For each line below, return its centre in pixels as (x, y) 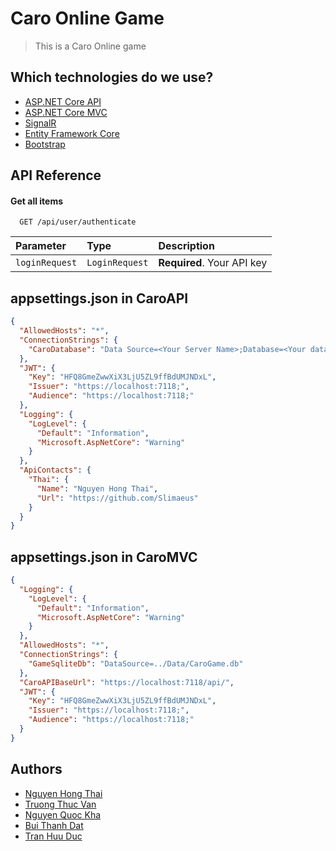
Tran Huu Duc (53, 836)
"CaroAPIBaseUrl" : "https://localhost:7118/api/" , (127, 682)
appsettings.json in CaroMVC (104, 557)
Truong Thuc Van (60, 804)
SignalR (40, 123)
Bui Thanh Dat (54, 825)
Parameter (41, 246)
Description (186, 246)
